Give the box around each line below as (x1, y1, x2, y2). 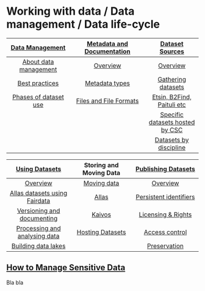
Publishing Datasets (135, 164, 195, 173)
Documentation (84, 47, 131, 56)
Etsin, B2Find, (152, 93, 192, 101)
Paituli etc (157, 100, 186, 108)
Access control (143, 228, 187, 236)
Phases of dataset (12, 93, 64, 101)
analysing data (17, 232, 60, 240)
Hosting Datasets (76, 228, 126, 236)
